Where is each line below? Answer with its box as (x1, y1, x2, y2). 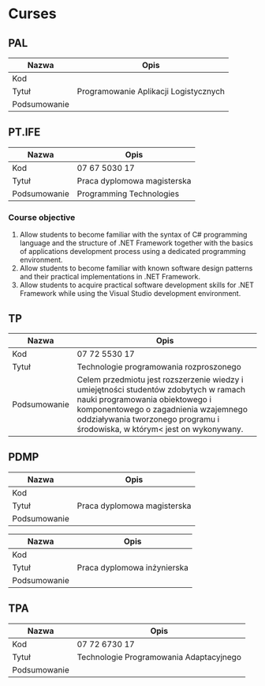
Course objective (8, 211, 76, 222)
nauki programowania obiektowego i (77, 393, 211, 404)
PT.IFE (8, 126, 41, 139)
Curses (8, 5, 57, 23)
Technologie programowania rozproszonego (77, 361, 242, 372)
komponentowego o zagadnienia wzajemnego (77, 404, 248, 415)
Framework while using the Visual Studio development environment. (19, 289, 241, 298)
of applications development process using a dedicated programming (19, 247, 246, 256)
